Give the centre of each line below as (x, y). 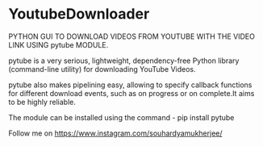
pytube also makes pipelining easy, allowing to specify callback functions (130, 85)
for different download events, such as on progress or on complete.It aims (131, 93)
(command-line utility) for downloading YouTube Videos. (102, 69)
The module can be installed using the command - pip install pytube (121, 117)
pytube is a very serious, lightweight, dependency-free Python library (124, 60)
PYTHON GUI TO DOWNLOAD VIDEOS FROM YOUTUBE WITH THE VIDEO (132, 36)
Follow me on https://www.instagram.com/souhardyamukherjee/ (116, 133)
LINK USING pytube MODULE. (58, 44)
